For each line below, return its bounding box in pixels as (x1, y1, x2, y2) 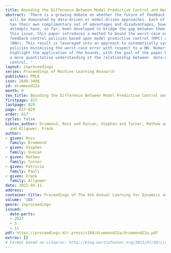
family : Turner (10, 159, 42, 164)
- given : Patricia (5, 164, 44, 169)
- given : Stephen (5, 145, 42, 150)
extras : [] (5, 235, 28, 240)
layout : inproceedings (5, 64, 53, 69)
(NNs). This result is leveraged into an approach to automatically (10, 41, 158, 46)
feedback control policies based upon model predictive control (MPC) (10, 36, 163, 41)
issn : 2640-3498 (5, 79, 40, 84)
